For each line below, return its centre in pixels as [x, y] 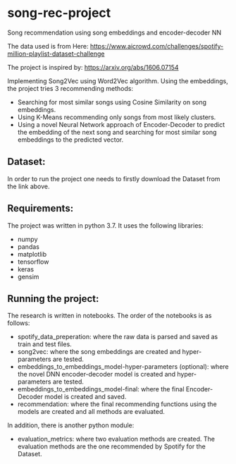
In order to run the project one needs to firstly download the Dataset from [114, 178]
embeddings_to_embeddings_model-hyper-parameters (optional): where [123, 367]
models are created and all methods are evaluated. [91, 412]
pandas [29, 246]
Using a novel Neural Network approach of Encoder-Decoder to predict [121, 124]
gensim [28, 276]
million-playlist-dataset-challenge [56, 54]
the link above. [29, 186]
